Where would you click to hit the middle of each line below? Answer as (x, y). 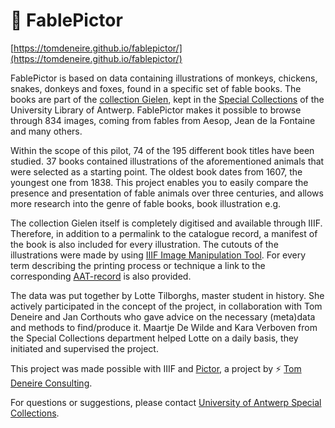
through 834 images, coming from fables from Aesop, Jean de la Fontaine (163, 120)
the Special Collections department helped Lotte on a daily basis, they (154, 338)
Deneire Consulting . (51, 383)
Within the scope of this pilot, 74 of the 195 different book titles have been (162, 150)
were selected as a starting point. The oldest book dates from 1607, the (156, 171)
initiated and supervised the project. (84, 348)
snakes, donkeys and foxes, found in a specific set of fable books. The (156, 88)
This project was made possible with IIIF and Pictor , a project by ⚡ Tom (156, 368)
